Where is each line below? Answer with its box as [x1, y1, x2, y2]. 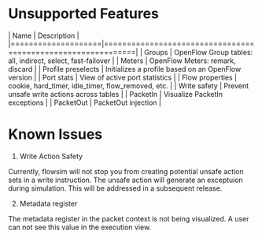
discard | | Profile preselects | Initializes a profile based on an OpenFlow [8, 64, 242, 73]
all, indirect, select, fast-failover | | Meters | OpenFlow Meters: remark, [8, 56, 236, 65]
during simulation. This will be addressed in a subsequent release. [8, 183, 223, 193]
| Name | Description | [8, 31, 80, 40]
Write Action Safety [19, 151, 83, 161]
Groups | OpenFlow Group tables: [144, 47, 253, 57]
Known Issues [8, 125, 103, 143]
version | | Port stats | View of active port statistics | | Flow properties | [8, 73, 238, 82]
